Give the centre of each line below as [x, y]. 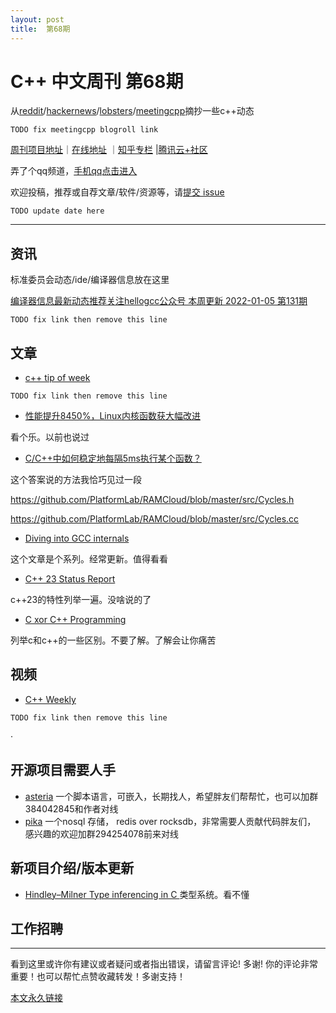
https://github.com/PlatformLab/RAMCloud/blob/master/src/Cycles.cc [155, 519]
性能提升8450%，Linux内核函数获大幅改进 [112, 416]
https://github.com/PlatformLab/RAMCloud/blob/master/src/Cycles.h [152, 500]
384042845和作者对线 [71, 808]
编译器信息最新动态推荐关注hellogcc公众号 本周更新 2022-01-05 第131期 [159, 301]
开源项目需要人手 [63, 770]
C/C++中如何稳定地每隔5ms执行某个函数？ [113, 458]
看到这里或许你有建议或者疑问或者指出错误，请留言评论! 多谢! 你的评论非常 [164, 964]
